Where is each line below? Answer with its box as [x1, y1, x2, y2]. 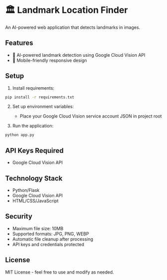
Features [5, 39, 33, 47]
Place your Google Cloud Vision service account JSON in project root [19, 113, 162, 119]
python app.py [5, 133, 35, 138]
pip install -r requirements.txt [5, 95, 75, 100]
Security [5, 212, 32, 221]
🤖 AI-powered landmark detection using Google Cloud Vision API [12, 52, 146, 58]
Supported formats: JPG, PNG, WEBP [12, 231, 89, 237]
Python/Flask [12, 187, 40, 193]
